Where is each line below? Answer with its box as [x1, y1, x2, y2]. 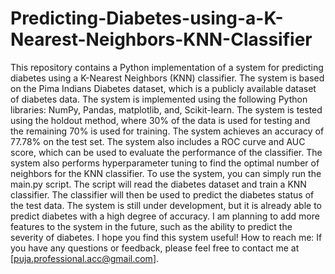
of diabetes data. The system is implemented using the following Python [10, 93, 308, 105]
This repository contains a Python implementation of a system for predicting [10, 61, 324, 73]
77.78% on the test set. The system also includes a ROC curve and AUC [10, 135, 306, 147]
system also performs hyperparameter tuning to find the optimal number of [10, 157, 320, 169]
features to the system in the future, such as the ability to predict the [10, 220, 293, 232]
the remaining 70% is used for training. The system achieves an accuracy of [10, 125, 325, 137]
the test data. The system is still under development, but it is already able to [10, 199, 323, 211]
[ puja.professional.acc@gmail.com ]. [10, 252, 160, 264]
